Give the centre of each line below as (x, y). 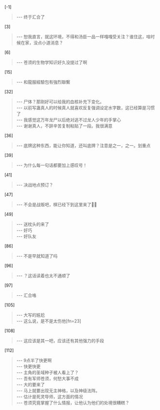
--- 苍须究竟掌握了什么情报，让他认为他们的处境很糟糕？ (73, 403)
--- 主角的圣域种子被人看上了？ (48, 372)
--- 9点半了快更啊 (34, 360)
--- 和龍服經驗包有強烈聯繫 (43, 82)
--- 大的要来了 (31, 385)
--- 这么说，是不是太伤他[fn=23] (49, 321)
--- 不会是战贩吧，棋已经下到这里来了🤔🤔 (57, 205)
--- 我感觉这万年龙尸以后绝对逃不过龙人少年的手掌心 (69, 120)
